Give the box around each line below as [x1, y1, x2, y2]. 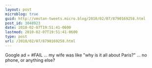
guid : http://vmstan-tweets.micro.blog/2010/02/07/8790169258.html [5, 16, 146, 21]
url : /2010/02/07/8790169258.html [5, 39, 76, 44]
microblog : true [5, 12, 38, 17]
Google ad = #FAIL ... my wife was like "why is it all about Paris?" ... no [5, 52, 147, 58]
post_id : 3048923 [5, 20, 41, 26]
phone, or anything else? [5, 57, 55, 63]
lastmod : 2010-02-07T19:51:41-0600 [5, 30, 78, 34]
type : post [5, 34, 27, 39]
